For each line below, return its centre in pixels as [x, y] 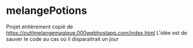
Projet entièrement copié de [39, 27]
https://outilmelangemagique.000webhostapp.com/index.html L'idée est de [97, 32]
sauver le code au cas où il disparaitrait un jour [62, 39]
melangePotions [47, 11]
